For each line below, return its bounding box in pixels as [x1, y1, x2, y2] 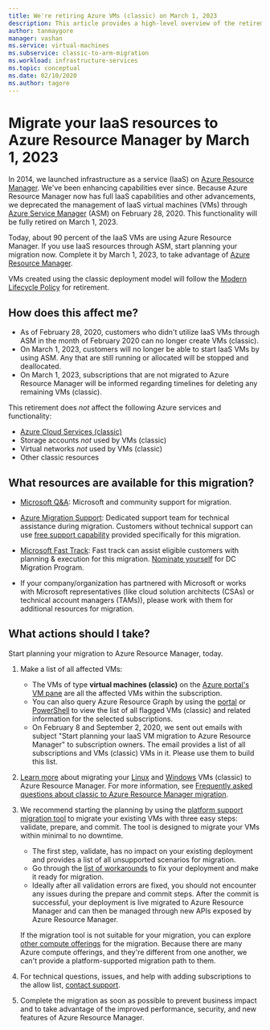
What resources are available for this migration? [8, 476, 255, 489]
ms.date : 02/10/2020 [8, 72, 78, 80]
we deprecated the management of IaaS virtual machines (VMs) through [8, 200, 247, 210]
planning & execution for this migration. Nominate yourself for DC [19, 554, 237, 564]
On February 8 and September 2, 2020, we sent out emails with [31, 722, 243, 732]
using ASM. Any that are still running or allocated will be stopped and [19, 353, 249, 363]
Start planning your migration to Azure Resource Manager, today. [8, 649, 223, 658]
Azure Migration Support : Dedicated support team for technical [19, 513, 230, 523]
